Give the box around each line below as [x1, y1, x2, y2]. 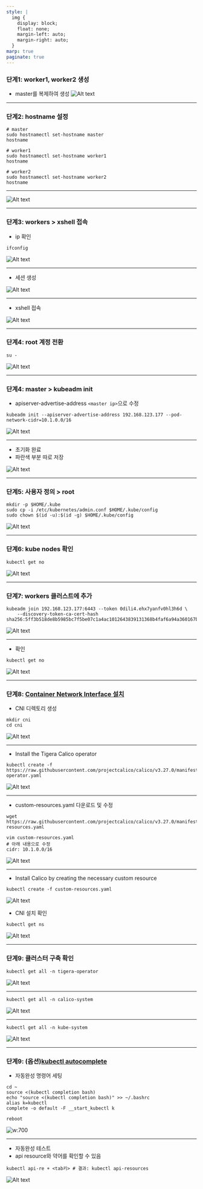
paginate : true [6, 54, 45, 60]
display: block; [17, 20, 59, 26]
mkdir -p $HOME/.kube [6, 501, 61, 508]
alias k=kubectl [6, 1100, 47, 1106]
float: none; [17, 25, 50, 32]
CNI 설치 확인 [14, 909, 47, 917]
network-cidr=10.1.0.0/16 [6, 417, 71, 423]
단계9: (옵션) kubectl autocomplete [6, 1057, 108, 1065]
